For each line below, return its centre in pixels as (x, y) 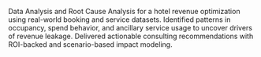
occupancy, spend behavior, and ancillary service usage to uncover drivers (130, 28)
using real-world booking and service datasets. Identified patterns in (119, 20)
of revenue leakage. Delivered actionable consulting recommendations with (131, 36)
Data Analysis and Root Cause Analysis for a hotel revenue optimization (124, 11)
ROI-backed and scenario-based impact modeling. (90, 45)
